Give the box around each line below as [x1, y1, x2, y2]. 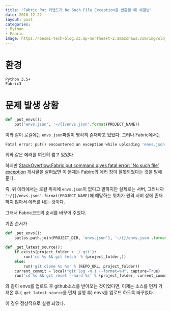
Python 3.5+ [5, 77, 31, 82]
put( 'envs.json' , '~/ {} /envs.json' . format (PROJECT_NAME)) [14, 122, 140, 127]
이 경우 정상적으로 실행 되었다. [5, 300, 65, 306]
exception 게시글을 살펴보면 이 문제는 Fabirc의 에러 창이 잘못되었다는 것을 [5, 169, 153, 175]
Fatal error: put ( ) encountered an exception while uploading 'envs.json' [5, 141, 167, 147]
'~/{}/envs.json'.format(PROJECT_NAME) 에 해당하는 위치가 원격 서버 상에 [5, 193, 154, 199]
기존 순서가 [5, 221, 27, 227]
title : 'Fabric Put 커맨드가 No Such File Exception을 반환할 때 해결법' [5, 7, 152, 13]
